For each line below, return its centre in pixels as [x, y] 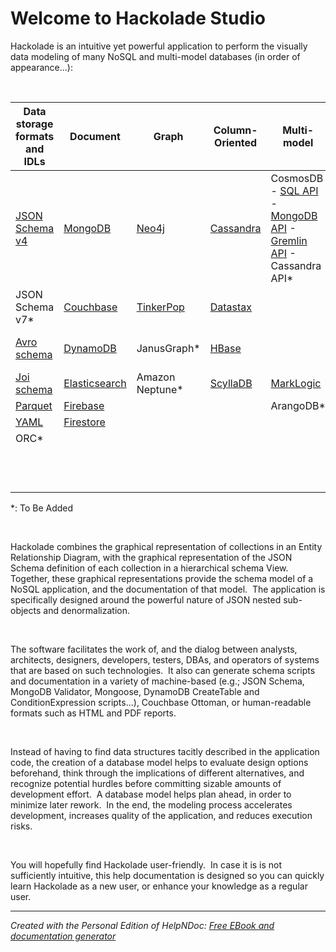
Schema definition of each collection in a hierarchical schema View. [149, 568]
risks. [21, 826]
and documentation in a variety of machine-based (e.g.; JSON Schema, [157, 681]
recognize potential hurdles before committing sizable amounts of [146, 783]
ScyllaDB [231, 383]
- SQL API [294, 190]
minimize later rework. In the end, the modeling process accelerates [151, 804]
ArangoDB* [298, 405]
